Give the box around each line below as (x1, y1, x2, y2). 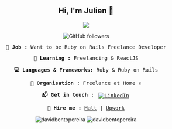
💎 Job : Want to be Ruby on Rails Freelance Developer (5, 43, 167, 50)
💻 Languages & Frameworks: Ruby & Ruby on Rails (13, 66, 159, 73)
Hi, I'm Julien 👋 (58, 6, 114, 16)
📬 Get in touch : (41, 91, 94, 98)
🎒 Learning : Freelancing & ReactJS (33, 55, 139, 62)
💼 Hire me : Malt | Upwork (47, 104, 125, 111)
